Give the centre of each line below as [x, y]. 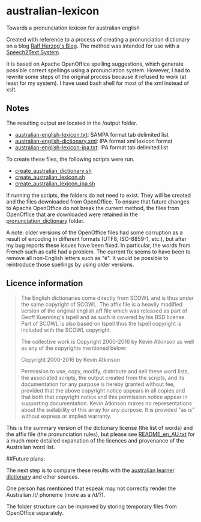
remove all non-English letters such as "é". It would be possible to [87, 258]
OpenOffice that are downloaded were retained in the [72, 214]
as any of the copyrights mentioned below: [74, 348]
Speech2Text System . [34, 52]
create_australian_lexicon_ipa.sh [55, 183]
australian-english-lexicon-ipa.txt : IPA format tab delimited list [91, 147]
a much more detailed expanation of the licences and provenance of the [95, 440]
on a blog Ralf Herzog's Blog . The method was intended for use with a [93, 46]
